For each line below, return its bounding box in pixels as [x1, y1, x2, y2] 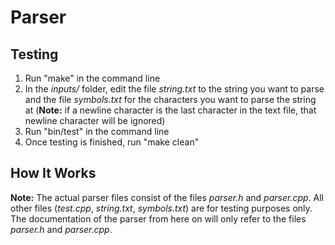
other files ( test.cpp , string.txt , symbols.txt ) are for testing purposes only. [10, 202, 313, 214]
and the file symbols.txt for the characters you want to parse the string [24, 94, 317, 105]
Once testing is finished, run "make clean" [24, 136, 200, 148]
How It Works [10, 165, 97, 182]
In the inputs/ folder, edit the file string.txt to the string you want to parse [24, 83, 325, 95]
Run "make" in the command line [24, 72, 161, 84]
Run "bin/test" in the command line [24, 126, 170, 137]
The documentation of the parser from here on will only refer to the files [10, 212, 307, 225]
